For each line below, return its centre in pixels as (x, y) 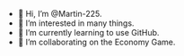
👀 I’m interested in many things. (76, 23)
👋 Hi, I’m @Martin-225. (60, 14)
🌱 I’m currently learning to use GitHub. (88, 32)
